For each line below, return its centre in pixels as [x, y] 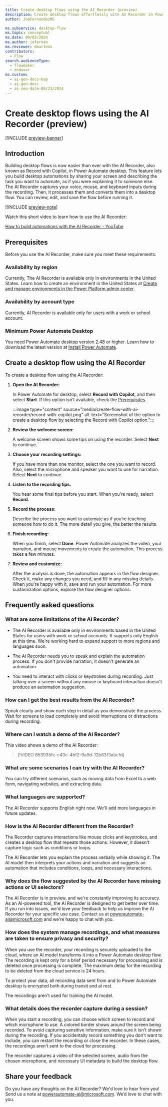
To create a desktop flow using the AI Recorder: [54, 375]
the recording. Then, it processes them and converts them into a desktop [80, 192]
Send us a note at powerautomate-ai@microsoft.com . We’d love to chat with [83, 1094]
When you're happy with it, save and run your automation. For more [82, 584]
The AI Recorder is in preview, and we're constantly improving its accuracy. [83, 898]
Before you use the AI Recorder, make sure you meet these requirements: [81, 254]
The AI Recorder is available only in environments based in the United [84, 630]
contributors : [20, 51]
